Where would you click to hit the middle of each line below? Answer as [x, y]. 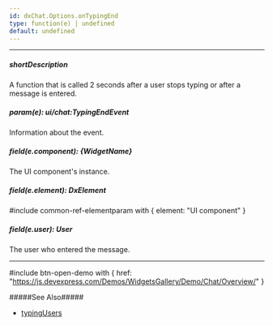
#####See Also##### [47, 298]
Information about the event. [57, 133]
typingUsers [41, 313]
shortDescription [38, 64]
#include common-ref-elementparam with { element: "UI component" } [128, 211]
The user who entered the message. [70, 250]
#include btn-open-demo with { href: [71, 273]
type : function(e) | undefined [62, 24]
